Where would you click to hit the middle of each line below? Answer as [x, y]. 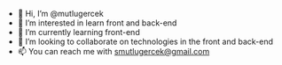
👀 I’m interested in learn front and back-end [97, 23]
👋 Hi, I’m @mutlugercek [60, 14]
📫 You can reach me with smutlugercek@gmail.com [114, 51]
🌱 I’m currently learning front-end [78, 32]
